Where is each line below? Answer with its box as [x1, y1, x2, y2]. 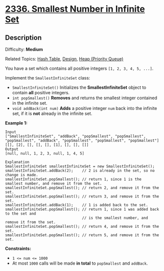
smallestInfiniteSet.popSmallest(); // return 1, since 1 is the [5, 177, 141, 182]
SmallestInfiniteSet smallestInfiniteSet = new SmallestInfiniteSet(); [5, 164, 155, 169]
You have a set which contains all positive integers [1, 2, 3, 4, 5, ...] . [5, 65, 154, 71]
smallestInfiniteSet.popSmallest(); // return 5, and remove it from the [5, 233, 160, 238]
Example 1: [5, 120, 28, 126]
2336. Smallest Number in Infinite [5, 3, 145, 15]
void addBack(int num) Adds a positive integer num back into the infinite [12, 106, 157, 111]
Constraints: [5, 245, 31, 251]
